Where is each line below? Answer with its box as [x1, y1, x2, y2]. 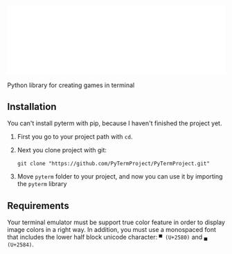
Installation [7, 100, 57, 112]
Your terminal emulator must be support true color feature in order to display [7, 218, 225, 226]
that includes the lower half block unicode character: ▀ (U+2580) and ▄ [7, 233, 208, 242]
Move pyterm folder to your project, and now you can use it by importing [17, 172, 223, 181]
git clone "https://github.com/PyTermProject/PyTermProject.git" [17, 161, 210, 167]
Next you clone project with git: [17, 146, 107, 154]
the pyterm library [17, 180, 67, 188]
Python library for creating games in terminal [7, 81, 135, 89]
